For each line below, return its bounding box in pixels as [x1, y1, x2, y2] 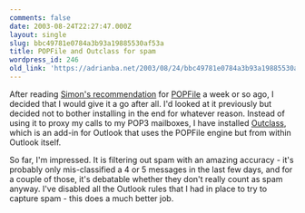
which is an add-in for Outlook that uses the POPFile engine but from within [9, 127, 292, 138]
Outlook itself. [9, 137, 62, 148]
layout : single [9, 30, 67, 39]
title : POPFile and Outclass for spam [9, 47, 156, 56]
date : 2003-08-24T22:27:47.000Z [9, 22, 132, 31]
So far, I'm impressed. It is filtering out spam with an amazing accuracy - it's [9, 154, 294, 165]
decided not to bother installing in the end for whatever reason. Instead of [9, 108, 286, 119]
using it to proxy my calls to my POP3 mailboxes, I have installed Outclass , [9, 117, 287, 128]
